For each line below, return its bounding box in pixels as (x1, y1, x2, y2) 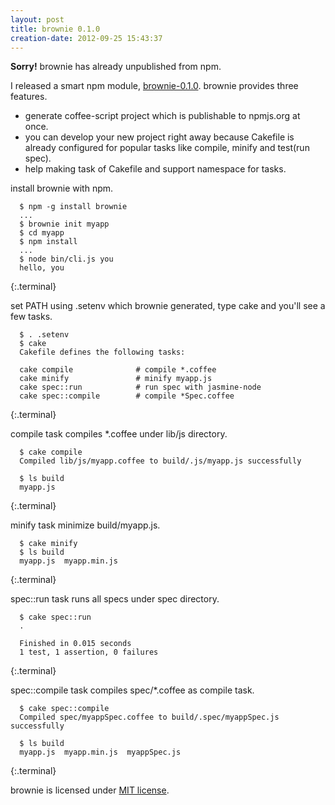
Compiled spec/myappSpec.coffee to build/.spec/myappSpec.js (19, 712, 280, 723)
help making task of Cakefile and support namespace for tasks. (24, 163, 287, 175)
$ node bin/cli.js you (19, 254, 114, 265)
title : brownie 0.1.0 (10, 24, 101, 34)
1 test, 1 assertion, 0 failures (19, 647, 159, 658)
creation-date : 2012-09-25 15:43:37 (10, 33, 163, 43)
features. (10, 91, 48, 103)
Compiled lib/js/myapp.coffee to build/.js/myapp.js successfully (19, 456, 302, 466)
